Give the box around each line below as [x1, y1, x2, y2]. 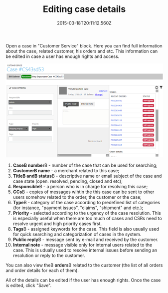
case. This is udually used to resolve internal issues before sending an [12, 247, 158, 253]
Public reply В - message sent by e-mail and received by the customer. [12, 237, 159, 243]
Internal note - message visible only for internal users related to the [12, 242, 153, 248]
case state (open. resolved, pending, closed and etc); [12, 178, 123, 184]
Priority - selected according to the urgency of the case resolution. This [12, 210, 161, 216]
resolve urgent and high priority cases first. [12, 221, 102, 227]
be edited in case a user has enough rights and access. [5, 53, 120, 59]
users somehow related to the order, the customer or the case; [12, 194, 142, 200]
